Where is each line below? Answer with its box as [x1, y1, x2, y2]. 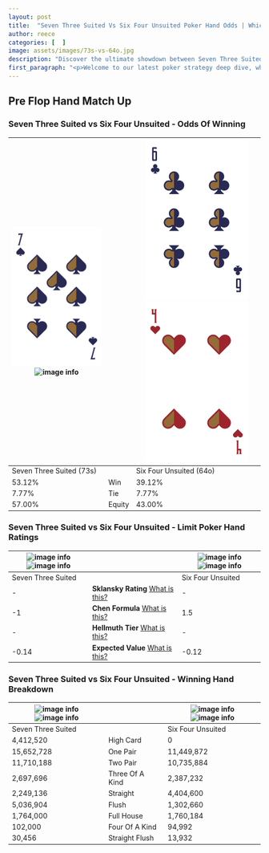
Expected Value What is [91, 643, 172, 652]
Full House [107, 810, 143, 820]
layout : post [8, 13, 52, 21]
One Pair [107, 746, 137, 756]
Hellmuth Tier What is [91, 623, 166, 633]
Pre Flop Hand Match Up [8, 95, 132, 108]
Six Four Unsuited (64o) [135, 466, 215, 476]
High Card [107, 735, 142, 745]
